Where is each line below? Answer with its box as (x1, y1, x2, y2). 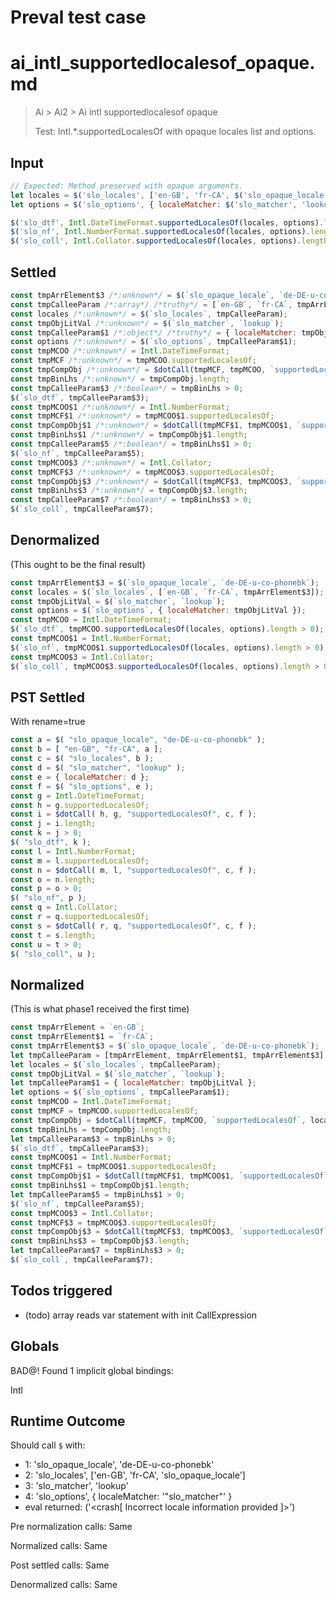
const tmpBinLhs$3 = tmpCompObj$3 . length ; (10, 1236, 190, 1246)
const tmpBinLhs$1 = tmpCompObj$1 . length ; (10, 1181, 190, 1191)
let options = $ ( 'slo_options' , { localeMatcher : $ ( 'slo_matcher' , (10, 199, 298, 210)
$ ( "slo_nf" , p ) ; (10, 893, 87, 903)
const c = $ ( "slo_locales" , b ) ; (10, 754, 155, 764)
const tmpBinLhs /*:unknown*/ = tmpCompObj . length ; (10, 374, 230, 384)
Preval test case (10, 6, 147, 29)
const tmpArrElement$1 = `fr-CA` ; (10, 1032, 155, 1042)
